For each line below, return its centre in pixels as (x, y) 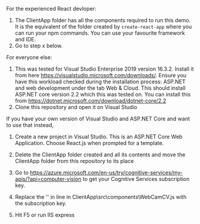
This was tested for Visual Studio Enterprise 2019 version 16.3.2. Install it (104, 69)
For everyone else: (29, 57)
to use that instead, (30, 125)
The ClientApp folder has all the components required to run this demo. (103, 20)
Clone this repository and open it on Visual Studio (76, 107)
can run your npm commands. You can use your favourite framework (100, 33)
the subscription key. (41, 203)
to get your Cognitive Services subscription (136, 179)
